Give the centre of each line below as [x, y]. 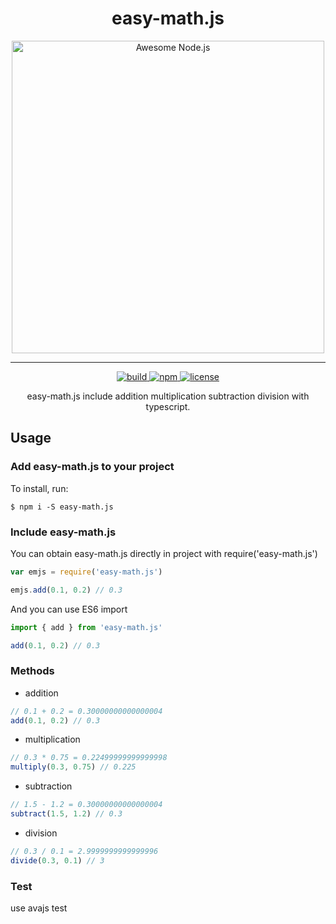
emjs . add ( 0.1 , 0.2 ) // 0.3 [66, 590]
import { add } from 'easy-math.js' [86, 627]
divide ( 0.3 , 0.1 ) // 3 [57, 860]
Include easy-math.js [63, 532]
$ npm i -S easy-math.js [62, 507]
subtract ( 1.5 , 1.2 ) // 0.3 [66, 814]
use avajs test [39, 908]
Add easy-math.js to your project [92, 467]
